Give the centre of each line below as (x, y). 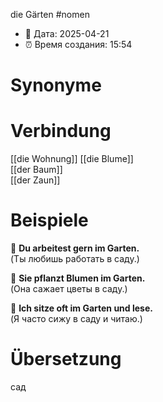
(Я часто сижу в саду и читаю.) (76, 319)
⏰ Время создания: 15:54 (78, 44)
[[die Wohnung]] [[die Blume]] (72, 159)
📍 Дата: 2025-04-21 (67, 33)
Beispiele (49, 220)
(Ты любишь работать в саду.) (75, 259)
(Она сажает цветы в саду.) (69, 289)
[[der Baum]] (36, 170)
